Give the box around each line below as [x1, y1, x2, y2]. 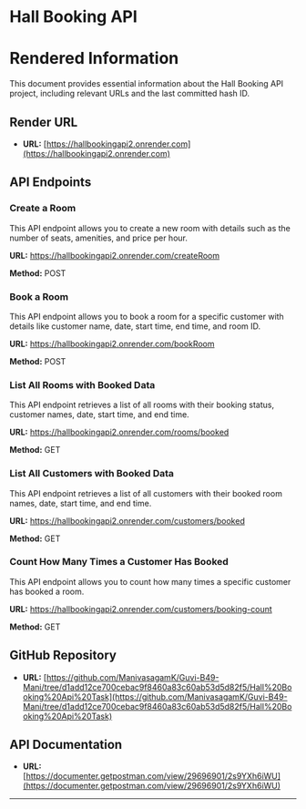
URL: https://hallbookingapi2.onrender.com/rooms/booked [9, 426, 229, 438]
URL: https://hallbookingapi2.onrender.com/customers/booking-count [9, 603, 273, 614]
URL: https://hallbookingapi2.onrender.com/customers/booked [9, 515, 246, 526]
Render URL [9, 114, 78, 129]
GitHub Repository [9, 648, 117, 663]
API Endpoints [9, 175, 92, 190]
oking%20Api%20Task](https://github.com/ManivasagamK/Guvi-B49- [22, 691, 289, 702]
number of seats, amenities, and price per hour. [9, 232, 189, 243]
